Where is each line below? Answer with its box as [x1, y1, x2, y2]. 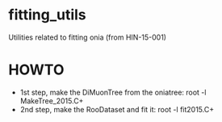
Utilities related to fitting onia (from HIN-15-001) [8, 32, 167, 42]
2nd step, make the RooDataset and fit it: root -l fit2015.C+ [19, 104, 215, 114]
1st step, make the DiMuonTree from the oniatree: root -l [19, 87, 207, 97]
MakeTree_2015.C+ [19, 95, 84, 106]
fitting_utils [8, 6, 86, 24]
